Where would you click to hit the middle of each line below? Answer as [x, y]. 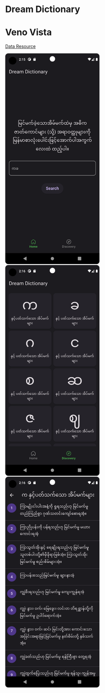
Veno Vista [28, 33]
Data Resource [21, 46]
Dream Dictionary [43, 9]
